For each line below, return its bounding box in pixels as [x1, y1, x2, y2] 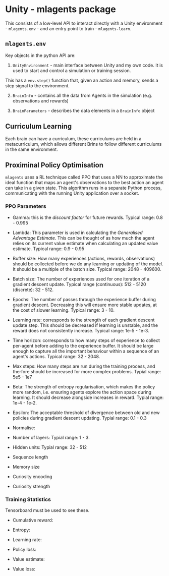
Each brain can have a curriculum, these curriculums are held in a [5, 135, 142, 142]
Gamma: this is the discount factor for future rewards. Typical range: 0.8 [12, 214, 163, 220]
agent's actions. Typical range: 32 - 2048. [12, 353, 100, 359]
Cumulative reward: [12, 517, 53, 523]
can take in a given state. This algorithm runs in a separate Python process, [5, 185, 162, 191]
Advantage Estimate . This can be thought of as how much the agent [12, 235, 155, 241]
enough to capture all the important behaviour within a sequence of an [12, 348, 159, 354]
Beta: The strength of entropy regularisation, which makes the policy [12, 383, 155, 389]
